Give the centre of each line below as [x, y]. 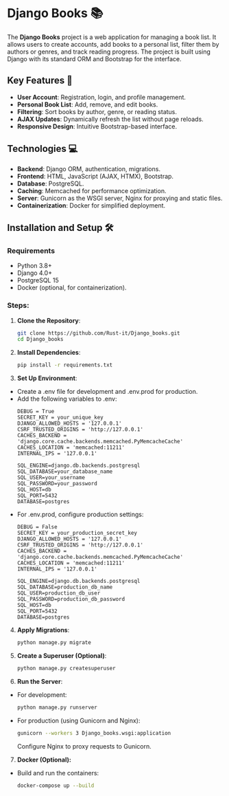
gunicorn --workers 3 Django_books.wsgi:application [94, 733]
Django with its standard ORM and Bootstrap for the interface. [94, 58]
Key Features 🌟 [40, 81]
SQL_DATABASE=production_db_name [65, 587]
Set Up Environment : [47, 378]
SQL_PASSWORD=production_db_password [71, 599]
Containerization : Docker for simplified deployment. [91, 205]
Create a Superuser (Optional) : [62, 656]
